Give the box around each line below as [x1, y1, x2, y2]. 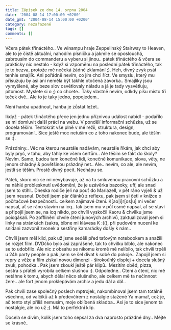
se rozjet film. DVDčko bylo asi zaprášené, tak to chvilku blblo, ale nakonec [5, 240, 163, 246]
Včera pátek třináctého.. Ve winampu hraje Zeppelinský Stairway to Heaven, [5, 45, 165, 51]
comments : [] [5, 31, 33, 36]
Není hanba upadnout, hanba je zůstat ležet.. [5, 104, 100, 109]
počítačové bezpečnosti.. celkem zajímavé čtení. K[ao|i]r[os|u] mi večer [5, 198, 156, 204]
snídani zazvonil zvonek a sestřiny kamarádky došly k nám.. [5, 225, 131, 231]
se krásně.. [5, 320, 29, 326]
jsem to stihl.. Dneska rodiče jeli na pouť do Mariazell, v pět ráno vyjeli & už [5, 187, 163, 194]
